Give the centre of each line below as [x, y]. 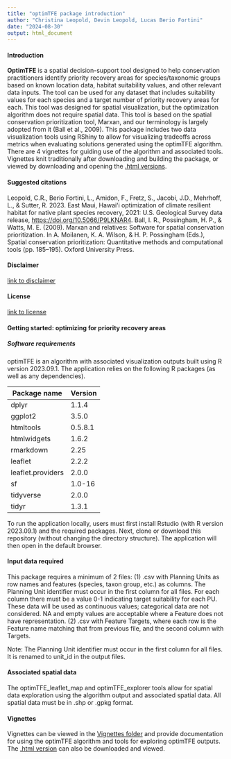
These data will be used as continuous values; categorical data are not [108, 606]
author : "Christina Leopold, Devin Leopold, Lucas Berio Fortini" [105, 20]
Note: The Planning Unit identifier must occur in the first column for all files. [115, 649]
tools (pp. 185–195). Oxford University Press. [71, 249]
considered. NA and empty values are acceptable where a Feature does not [115, 613]
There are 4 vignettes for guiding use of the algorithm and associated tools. [115, 152]
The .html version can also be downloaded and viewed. [86, 749]
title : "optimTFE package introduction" [67, 14]
